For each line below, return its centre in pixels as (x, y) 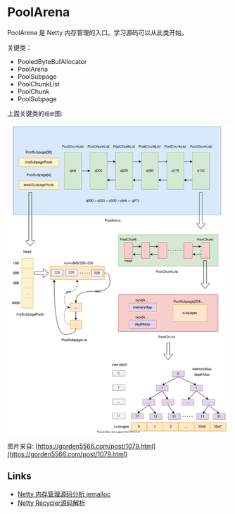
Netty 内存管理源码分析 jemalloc (64, 494)
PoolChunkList (38, 84)
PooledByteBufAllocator (52, 61)
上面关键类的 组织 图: (35, 113)
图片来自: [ (23, 446)
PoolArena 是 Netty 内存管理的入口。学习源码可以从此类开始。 (97, 32)
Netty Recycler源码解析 (51, 503)
